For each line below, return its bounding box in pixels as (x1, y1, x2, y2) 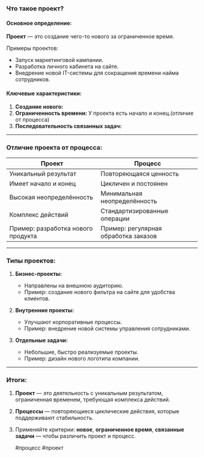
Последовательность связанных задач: (15, 123, 122, 130)
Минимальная (100, 189, 143, 198)
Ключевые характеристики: (6, 89, 82, 97)
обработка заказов (100, 232, 157, 240)
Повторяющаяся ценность (100, 169, 179, 177)
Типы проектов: (6, 256, 56, 265)
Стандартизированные (100, 207, 169, 215)
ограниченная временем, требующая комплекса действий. (15, 396, 171, 404)
